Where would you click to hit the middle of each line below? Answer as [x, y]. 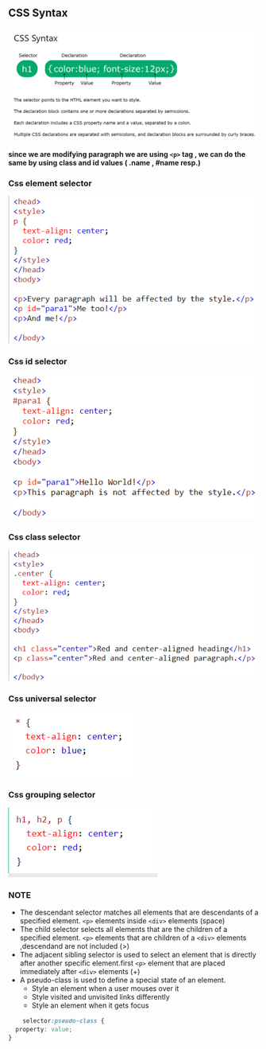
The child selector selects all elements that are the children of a [123, 930]
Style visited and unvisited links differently [101, 997]
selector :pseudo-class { [64, 1021]
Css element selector [50, 183]
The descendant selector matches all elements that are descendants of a [139, 913]
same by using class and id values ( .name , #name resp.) [104, 162]
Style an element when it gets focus [90, 1005]
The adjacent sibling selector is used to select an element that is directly [138, 955]
